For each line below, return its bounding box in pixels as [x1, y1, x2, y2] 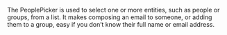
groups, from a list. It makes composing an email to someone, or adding [7, 13, 212, 21]
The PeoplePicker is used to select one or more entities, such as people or [7, 6, 220, 14]
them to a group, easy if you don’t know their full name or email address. [7, 21, 215, 28]
